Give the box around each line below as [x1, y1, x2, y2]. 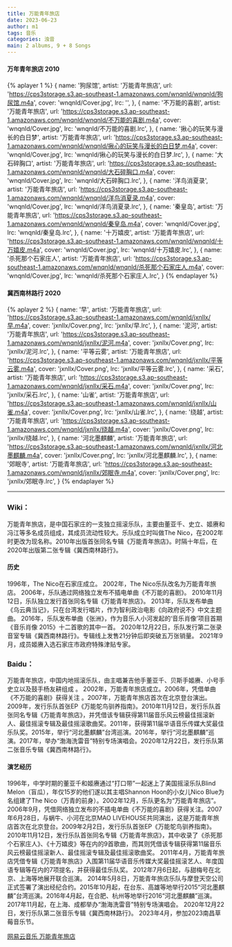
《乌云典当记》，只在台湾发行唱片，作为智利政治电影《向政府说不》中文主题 [7, 605, 222, 613]
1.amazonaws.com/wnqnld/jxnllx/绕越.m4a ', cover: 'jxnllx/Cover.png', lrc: [7, 425, 214, 433]
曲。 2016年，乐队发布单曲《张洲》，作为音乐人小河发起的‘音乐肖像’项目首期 [7, 614, 222, 622]
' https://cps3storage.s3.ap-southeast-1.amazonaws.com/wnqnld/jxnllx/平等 [7, 356, 223, 364]
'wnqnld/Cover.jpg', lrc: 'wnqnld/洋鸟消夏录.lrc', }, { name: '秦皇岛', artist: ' [7, 202, 217, 211]
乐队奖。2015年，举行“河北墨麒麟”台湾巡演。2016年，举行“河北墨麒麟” [7, 728, 209, 737]
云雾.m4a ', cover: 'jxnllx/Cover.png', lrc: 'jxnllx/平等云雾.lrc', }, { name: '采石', [7, 365, 224, 373]
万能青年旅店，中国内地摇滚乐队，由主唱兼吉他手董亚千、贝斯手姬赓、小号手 [7, 676, 225, 685]
